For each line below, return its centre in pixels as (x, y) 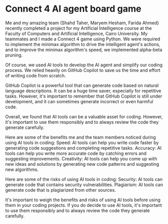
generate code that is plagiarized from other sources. (61, 190)
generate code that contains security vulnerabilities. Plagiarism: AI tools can (84, 185)
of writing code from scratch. (36, 75)
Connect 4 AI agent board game (73, 9)
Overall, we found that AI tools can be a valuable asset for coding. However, (84, 116)
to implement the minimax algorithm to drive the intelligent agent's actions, (83, 44)
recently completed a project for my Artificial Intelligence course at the (79, 28)
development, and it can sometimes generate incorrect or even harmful (79, 101)
